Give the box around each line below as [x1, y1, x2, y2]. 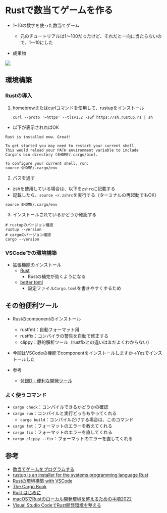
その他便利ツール [5, 301, 59, 310]
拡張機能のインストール [12, 261, 62, 268]
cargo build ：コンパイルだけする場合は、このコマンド [20, 416, 134, 423]
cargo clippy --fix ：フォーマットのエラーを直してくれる [12, 436, 133, 442]
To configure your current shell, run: [5, 161, 89, 166]
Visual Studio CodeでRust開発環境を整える [12, 502, 102, 508]
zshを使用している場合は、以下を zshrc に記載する [12, 185, 116, 192]
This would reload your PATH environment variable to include [5, 148, 139, 153]
